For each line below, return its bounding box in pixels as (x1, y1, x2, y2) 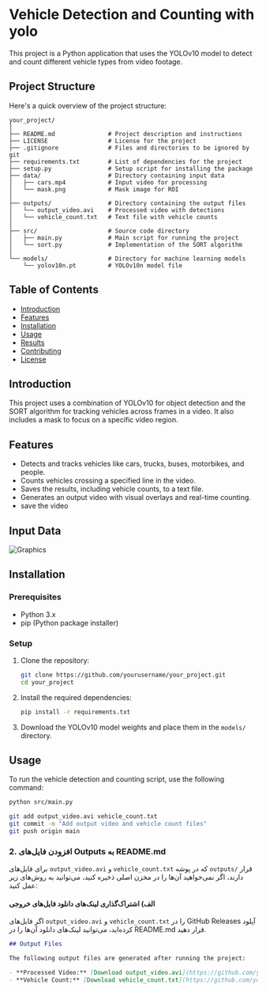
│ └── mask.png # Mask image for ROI (9, 185, 179, 193)
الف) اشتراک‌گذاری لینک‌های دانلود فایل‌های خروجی (9, 899, 155, 908)
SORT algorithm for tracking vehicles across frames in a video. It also (9, 407, 234, 416)
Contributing (20, 346, 62, 355)
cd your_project (20, 678, 74, 686)
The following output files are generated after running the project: (9, 955, 246, 963)
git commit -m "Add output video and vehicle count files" (9, 820, 208, 828)
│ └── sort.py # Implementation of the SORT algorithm (9, 240, 243, 248)
